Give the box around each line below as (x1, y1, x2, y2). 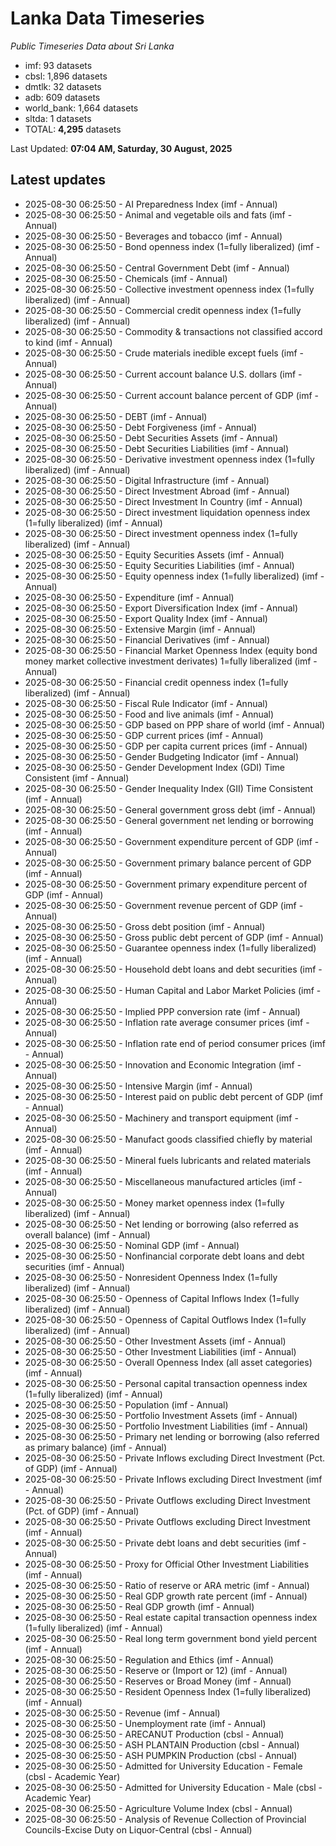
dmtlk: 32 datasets (24, 80, 102, 92)
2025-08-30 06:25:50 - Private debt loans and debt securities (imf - (24, 1537, 307, 1549)
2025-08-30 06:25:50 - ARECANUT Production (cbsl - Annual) (24, 1728, 285, 1740)
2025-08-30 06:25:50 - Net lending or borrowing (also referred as (24, 1218, 299, 1230)
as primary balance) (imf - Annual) (24, 1441, 168, 1453)
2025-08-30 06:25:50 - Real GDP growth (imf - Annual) (24, 1600, 255, 1612)
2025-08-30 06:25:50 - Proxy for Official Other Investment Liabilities (24, 1558, 310, 1570)
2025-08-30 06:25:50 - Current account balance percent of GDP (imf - (24, 389, 319, 401)
